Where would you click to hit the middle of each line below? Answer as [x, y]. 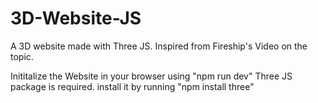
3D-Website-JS [76, 18]
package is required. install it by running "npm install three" [132, 86]
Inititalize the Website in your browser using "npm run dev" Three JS [151, 76]
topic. [22, 56]
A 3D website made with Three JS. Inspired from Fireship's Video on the [159, 46]
